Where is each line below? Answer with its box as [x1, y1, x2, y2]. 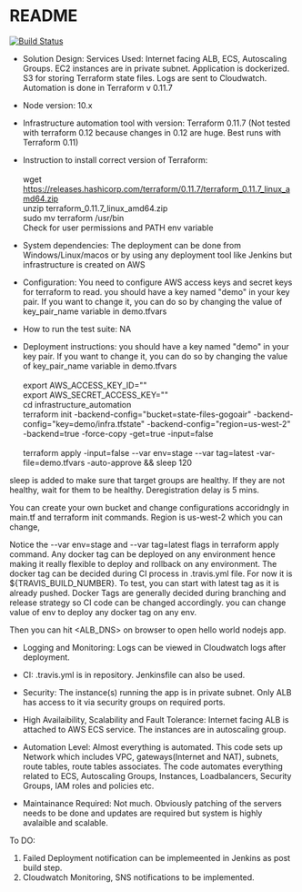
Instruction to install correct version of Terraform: [22, 154, 208, 165]
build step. [22, 862, 63, 873]
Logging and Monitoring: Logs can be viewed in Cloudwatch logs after [22, 642, 287, 653]
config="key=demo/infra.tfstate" [22, 418, 146, 429]
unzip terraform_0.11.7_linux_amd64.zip [22, 202, 168, 214]
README [9, 5, 78, 26]
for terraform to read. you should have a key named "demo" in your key [22, 286, 290, 297]
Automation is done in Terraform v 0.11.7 [22, 82, 173, 93]
